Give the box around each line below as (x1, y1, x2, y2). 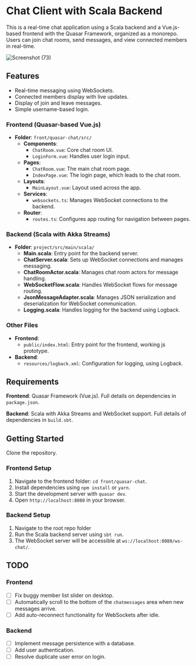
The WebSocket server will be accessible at (14, 537, 121, 544)
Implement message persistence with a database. (14, 640, 135, 647)
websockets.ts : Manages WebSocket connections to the (32, 197, 168, 204)
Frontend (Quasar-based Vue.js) (6, 120, 101, 128)
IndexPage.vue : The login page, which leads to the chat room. (32, 171, 181, 178)
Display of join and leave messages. (14, 99, 102, 106)
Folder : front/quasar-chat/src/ (14, 134, 92, 141)
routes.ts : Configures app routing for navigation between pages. (32, 216, 191, 223)
